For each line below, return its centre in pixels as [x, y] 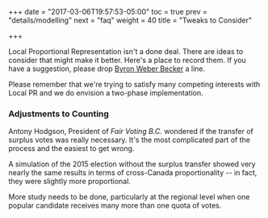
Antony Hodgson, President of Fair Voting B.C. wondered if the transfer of [131, 132]
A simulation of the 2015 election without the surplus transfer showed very [132, 164]
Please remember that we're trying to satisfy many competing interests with [134, 84]
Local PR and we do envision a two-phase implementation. [106, 93]
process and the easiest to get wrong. [71, 149]
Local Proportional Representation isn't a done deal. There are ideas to [126, 51]
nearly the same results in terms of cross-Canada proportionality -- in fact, [133, 173]
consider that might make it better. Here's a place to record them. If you [127, 60]
